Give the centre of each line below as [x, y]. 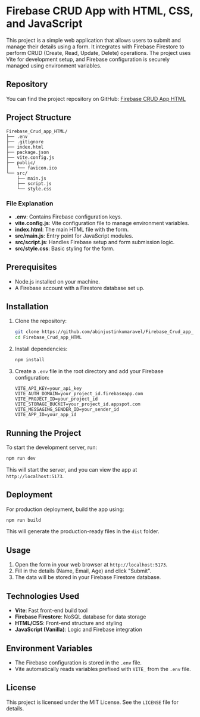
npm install [29, 360]
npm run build [24, 520]
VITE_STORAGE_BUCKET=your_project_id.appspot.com [78, 404]
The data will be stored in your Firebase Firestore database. [88, 577]
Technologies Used [43, 596]
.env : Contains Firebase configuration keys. [68, 217]
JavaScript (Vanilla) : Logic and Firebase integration [79, 630]
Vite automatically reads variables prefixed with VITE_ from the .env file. [103, 669]
